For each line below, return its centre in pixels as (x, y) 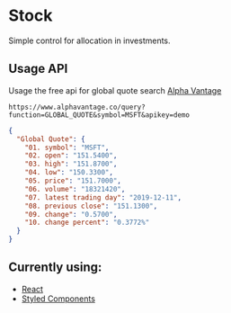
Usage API (38, 69)
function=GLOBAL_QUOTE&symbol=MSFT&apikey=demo (99, 115)
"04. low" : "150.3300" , (69, 173)
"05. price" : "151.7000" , (73, 181)
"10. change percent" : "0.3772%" (87, 223)
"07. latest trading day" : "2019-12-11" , (103, 197)
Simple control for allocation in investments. (90, 40)
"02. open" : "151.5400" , (71, 156)
